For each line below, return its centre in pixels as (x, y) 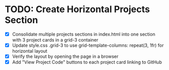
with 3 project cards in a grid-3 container (55, 40)
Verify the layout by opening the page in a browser (65, 56)
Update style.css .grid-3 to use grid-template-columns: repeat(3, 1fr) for (88, 45)
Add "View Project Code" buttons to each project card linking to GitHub (87, 62)
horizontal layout (30, 51)
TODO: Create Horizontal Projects (77, 9)
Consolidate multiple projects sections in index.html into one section (84, 34)
